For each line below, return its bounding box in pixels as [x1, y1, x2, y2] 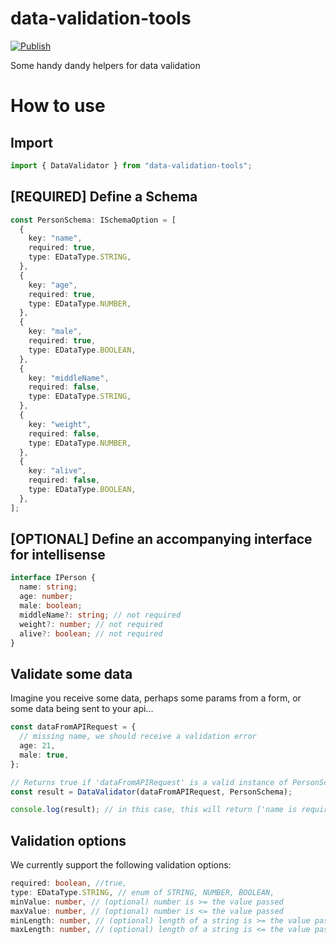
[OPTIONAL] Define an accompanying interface [10, 531, 313, 548]
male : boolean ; [19, 601, 83, 611]
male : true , [19, 750, 70, 760]
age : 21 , [19, 741, 56, 751]
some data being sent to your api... [10, 703, 154, 715]
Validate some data [10, 665, 133, 682]
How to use [10, 95, 106, 117]
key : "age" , [28, 280, 78, 290]
